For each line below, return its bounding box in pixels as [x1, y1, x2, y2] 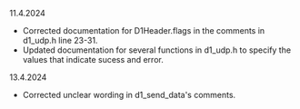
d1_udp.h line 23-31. [22, 35, 98, 45]
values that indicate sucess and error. [22, 54, 164, 64]
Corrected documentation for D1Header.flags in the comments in [22, 25, 265, 35]
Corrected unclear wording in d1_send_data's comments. [22, 90, 236, 100]
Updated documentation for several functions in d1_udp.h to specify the [22, 45, 292, 55]
